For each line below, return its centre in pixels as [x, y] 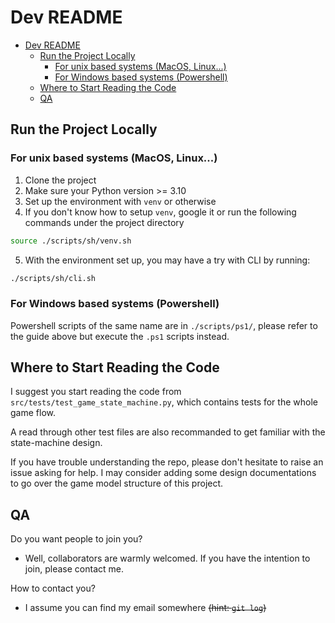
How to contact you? [53, 588]
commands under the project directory [104, 222]
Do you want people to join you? [76, 539]
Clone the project [60, 180]
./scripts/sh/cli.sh [53, 278]
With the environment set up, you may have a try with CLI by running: [167, 260]
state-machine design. [56, 443]
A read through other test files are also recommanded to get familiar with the [168, 432]
